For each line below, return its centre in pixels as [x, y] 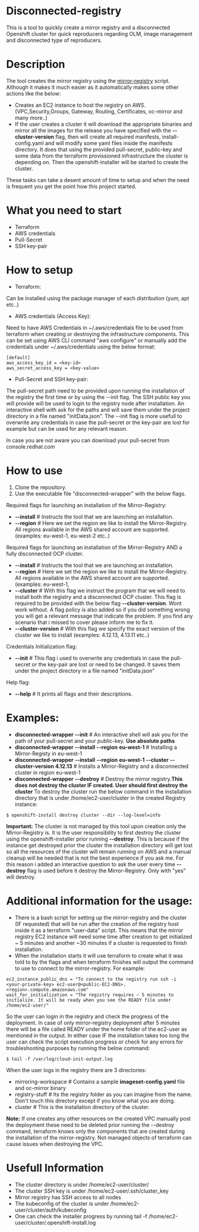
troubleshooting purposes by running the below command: [78, 1048]
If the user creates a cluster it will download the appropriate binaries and [103, 124]
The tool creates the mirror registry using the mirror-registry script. [88, 81]
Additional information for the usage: [99, 901]
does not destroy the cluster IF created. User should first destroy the [101, 785]
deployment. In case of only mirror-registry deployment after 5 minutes [93, 1023]
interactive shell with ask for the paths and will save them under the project [98, 409]
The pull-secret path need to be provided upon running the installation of [95, 390]
